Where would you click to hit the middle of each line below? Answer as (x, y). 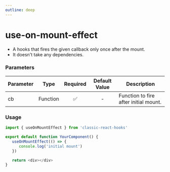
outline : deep (20, 10)
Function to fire (137, 95)
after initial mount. (140, 102)
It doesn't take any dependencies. (48, 54)
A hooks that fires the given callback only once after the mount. (79, 49)
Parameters (20, 67)
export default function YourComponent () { (52, 137)
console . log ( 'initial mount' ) (50, 146)
